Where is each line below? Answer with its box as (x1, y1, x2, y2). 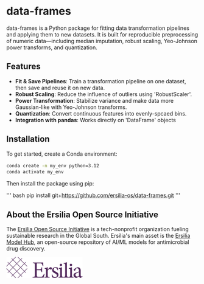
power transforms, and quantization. (6, 44, 97, 51)
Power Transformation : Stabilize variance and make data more (15, 97, 174, 104)
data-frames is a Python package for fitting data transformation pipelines (6, 24, 190, 32)
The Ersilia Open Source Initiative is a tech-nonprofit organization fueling (6, 226, 189, 233)
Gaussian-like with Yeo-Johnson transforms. (15, 103, 127, 111)
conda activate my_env (6, 169, 64, 175)
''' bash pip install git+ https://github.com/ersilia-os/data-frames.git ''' (6, 192, 181, 199)
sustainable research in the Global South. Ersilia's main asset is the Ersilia (6, 232, 191, 240)
